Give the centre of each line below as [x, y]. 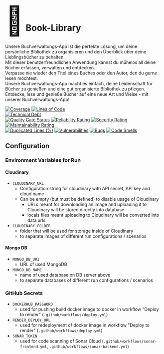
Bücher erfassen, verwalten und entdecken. [50, 67]
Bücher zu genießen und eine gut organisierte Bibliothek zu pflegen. [75, 89]
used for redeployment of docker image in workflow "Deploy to [84, 325]
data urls [36, 220]
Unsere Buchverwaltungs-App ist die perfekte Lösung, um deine [71, 46]
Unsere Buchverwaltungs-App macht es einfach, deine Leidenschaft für [79, 83]
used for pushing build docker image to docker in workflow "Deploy [89, 309]
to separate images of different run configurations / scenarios [83, 236]
